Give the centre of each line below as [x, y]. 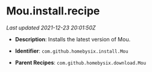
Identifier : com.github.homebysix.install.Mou [71, 51]
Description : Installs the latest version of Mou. [73, 39]
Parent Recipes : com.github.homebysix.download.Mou [81, 62]
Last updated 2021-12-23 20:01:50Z [51, 28]
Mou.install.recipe [53, 11]
